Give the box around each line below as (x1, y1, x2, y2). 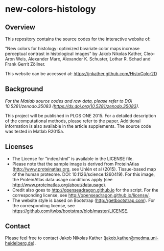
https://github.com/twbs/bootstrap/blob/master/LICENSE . (12, 208, 129, 214)
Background (5, 85, 43, 93)
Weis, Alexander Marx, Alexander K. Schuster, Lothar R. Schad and (16, 56, 151, 62)
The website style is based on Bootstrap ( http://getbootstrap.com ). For (12, 197, 155, 203)
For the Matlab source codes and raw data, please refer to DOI (5, 98, 133, 104)
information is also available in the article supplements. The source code (5, 123, 151, 129)
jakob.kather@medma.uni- (105, 235, 159, 241)
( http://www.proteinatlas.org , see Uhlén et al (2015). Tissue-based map (12, 166, 156, 172)
